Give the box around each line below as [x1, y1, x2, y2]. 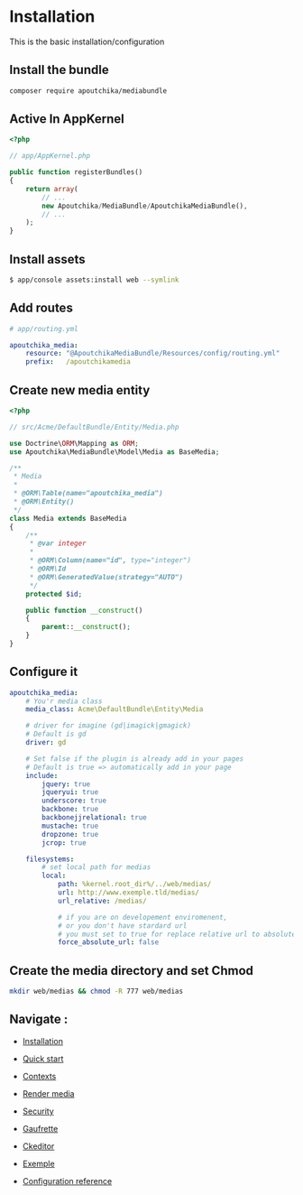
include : [25, 771, 59, 780]
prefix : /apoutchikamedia [25, 357, 131, 366]
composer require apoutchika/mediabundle [9, 86, 168, 96]
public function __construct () [25, 606, 143, 615]
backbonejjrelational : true [41, 813, 147, 822]
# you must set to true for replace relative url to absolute [57, 930, 297, 939]
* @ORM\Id [29, 564, 67, 573]
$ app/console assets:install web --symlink [9, 275, 179, 284]
